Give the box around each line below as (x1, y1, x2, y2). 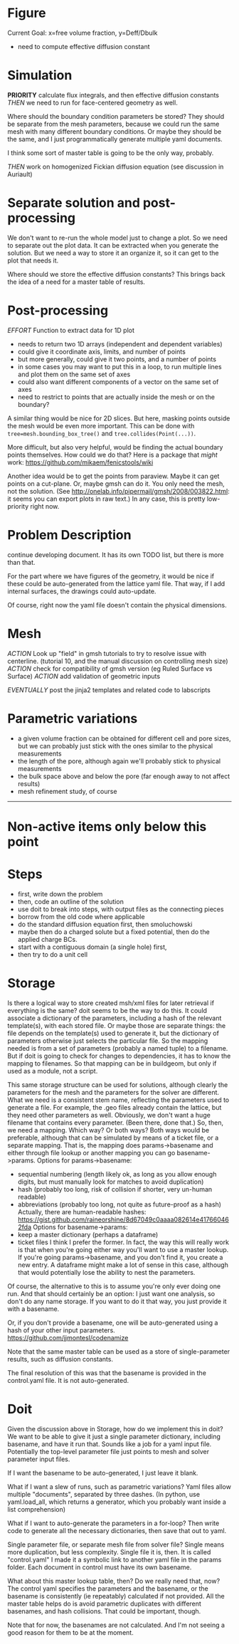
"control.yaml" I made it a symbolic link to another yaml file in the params (7, 1555, 222, 1564)
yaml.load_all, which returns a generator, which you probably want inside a (7, 1497, 226, 1506)
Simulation (7, 68, 73, 83)
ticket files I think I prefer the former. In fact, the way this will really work (17, 1238, 230, 1246)
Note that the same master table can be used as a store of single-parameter (7, 1347, 230, 1356)
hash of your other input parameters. (7, 1325, 115, 1335)
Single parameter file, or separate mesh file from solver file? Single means (7, 1540, 225, 1549)
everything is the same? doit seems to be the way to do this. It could (7, 1006, 208, 1014)
